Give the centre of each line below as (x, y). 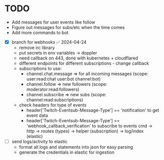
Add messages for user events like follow (53, 22)
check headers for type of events (53, 105)
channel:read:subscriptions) (55, 100)
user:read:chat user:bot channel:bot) (64, 79)
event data (37, 115)
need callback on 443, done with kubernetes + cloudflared (79, 58)
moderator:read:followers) (53, 89)
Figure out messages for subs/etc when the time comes (68, 27)
